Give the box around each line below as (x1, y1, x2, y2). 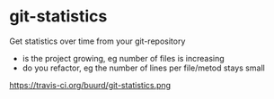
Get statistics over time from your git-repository (9, 36, 186, 46)
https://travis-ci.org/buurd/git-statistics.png (9, 79, 172, 90)
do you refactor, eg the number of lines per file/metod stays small (22, 62, 265, 73)
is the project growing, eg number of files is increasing (22, 53, 225, 63)
